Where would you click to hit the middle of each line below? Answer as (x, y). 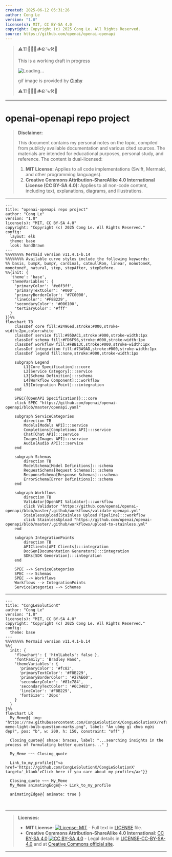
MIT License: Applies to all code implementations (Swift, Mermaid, (96, 169)
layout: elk (23, 236)
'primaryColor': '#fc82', (46, 668)
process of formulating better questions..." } (57, 745)
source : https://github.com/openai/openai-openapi (60, 34)
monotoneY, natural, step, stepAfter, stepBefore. (60, 268)
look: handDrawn (27, 245)
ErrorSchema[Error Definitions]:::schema (69, 479)
